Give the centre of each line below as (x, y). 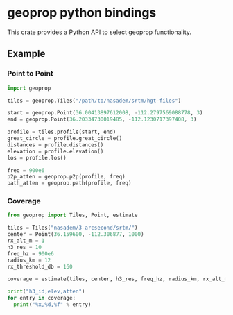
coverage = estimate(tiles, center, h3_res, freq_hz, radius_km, (103, 279)
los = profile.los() (37, 157)
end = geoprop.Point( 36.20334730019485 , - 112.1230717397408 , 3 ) (102, 119)
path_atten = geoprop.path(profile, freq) (69, 183)
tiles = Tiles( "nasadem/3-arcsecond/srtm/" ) (72, 228)
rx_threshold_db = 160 (40, 266)
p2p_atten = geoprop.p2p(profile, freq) (67, 177)
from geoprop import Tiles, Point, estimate (72, 215)
